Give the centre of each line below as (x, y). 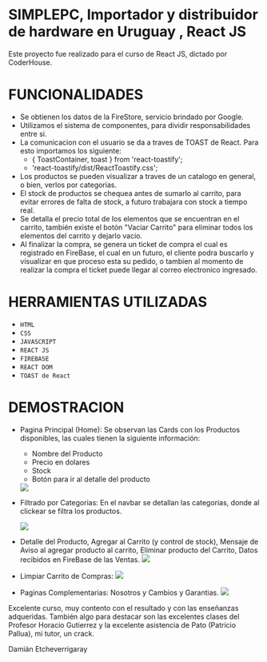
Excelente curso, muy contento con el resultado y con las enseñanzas (124, 608)
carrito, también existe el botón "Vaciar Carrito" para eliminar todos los (136, 227)
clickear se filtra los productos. (71, 511)
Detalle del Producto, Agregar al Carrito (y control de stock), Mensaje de (139, 541)
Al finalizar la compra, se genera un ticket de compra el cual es (124, 244)
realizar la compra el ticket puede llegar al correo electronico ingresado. (138, 269)
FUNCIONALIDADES (76, 95)
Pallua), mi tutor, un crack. (51, 633)
